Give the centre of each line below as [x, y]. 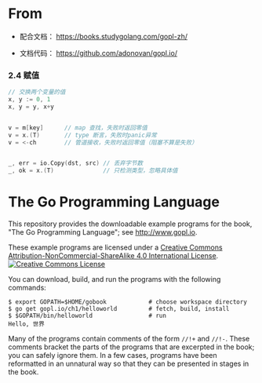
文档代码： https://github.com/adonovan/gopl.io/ [98, 53]
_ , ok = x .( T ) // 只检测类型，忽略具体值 [93, 171]
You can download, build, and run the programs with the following [115, 279]
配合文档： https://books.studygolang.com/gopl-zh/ [104, 36]
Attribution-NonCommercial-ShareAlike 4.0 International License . [113, 256]
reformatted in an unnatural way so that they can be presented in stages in [129, 364]
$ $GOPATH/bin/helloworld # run [87, 316]
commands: [27, 288]
